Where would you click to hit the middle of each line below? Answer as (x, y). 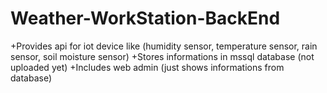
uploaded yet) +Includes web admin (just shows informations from (147, 67)
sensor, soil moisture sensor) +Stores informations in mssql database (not (162, 56)
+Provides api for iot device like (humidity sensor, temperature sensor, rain (164, 46)
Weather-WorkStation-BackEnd (145, 18)
